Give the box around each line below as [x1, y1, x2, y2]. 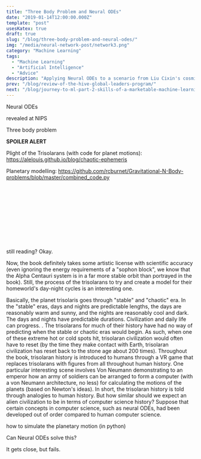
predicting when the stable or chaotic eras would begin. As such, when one [6, 328, 193, 335]
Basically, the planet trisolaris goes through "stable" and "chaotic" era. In [6, 296, 186, 303]
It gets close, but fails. [6, 445, 61, 452]
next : [6, 87, 20, 93]
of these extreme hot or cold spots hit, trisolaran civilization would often [6, 335, 184, 342]
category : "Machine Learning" [6, 48, 82, 54]
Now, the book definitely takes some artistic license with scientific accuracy [6, 259, 193, 266]
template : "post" [6, 20, 50, 26]
